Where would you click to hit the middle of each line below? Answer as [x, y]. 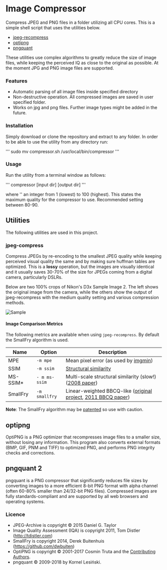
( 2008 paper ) [82, 383]
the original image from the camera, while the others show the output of [79, 292]
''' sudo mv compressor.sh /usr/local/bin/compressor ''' [62, 151]
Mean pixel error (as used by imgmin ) [109, 360]
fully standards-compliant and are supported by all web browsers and [77, 496]
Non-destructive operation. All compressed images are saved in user [83, 97]
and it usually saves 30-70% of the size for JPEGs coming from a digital [79, 272]
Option [49, 352]
